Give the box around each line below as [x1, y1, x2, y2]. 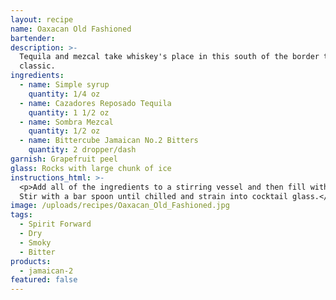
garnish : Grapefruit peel [10, 154, 118, 164]
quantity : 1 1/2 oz [28, 107, 110, 118]
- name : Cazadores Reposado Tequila [19, 98, 172, 108]
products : [10, 256, 52, 266]
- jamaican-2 [19, 266, 74, 276]
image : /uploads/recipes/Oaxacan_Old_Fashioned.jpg [10, 201, 230, 211]
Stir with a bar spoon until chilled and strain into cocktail [19, 191, 288, 201]
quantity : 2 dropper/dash [28, 145, 137, 155]
